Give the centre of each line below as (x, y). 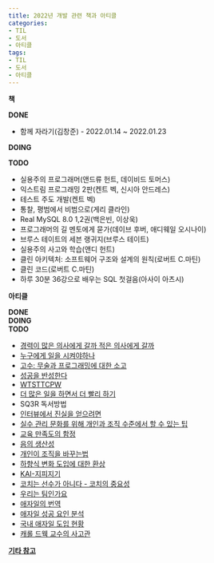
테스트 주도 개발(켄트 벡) (57, 199)
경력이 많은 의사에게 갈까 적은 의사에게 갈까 (87, 345)
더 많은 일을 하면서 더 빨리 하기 (67, 394)
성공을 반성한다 (44, 375)
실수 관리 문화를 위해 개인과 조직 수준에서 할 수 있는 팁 (104, 423)
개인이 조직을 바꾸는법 (54, 454)
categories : (28, 23)
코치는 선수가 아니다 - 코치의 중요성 (75, 483)
